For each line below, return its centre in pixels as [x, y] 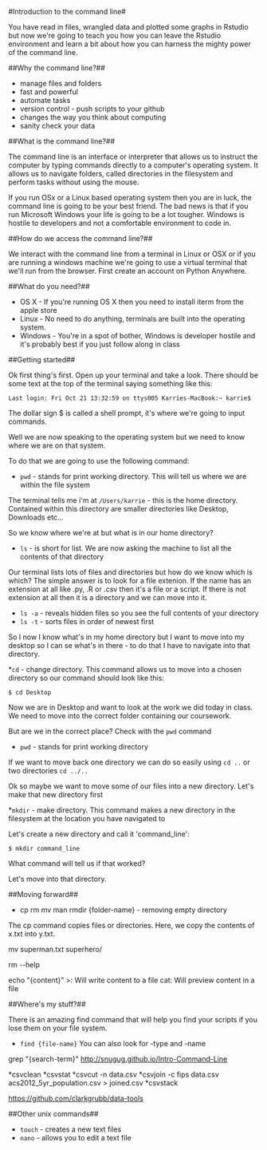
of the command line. [43, 52]
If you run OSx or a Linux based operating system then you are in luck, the [130, 198]
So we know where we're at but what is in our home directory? [111, 533]
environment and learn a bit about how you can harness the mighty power [130, 44]
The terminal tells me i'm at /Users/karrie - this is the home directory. [123, 500]
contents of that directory [62, 557]
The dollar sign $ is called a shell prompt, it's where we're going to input [127, 413]
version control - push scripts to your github [92, 109]
